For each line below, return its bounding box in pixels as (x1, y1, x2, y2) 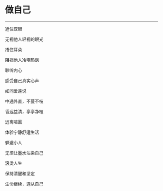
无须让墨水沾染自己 (5, 150, 44, 156)
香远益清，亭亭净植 (5, 108, 44, 114)
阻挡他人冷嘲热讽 (5, 57, 39, 63)
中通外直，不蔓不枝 (5, 98, 44, 104)
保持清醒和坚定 (5, 171, 35, 176)
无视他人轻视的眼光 (5, 36, 44, 42)
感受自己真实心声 (5, 77, 39, 83)
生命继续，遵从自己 (5, 181, 44, 187)
